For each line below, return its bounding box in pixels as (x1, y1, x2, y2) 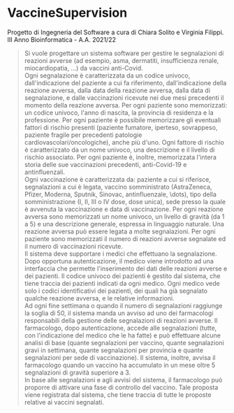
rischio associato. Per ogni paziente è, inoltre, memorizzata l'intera (24, 152, 217, 161)
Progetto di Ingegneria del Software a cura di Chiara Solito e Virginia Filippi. (7, 28, 224, 36)
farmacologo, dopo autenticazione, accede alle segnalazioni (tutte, (24, 324, 217, 332)
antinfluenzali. (24, 168, 65, 176)
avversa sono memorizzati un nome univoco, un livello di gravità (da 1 (24, 212, 225, 221)
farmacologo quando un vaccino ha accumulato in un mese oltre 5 (24, 361, 216, 369)
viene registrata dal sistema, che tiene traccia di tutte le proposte (24, 390, 212, 399)
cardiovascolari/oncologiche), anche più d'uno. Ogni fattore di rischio (24, 138, 225, 146)
